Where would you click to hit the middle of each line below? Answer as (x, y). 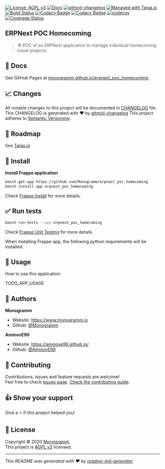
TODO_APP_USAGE (25, 283)
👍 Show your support (39, 398)
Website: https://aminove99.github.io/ (50, 344)
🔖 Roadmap (23, 134)
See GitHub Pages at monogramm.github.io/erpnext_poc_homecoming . (77, 78)
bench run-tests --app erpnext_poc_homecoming (54, 222)
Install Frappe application (31, 173)
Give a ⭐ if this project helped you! (40, 413)
